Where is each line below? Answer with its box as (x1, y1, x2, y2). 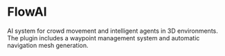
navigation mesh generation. (7, 41, 89, 49)
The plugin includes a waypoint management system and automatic (7, 33, 200, 42)
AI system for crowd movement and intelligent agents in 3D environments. (7, 27, 218, 35)
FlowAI (7, 4, 47, 20)
